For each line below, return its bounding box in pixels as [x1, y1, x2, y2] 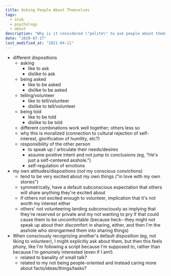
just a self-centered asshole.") [27, 157, 92, 163]
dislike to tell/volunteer [27, 103, 76, 109]
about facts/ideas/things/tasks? [20, 265, 87, 271]
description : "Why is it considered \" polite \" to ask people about [5, 31, 154, 36]
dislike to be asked [27, 87, 67, 93]
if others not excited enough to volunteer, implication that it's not [20, 195, 156, 201]
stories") [20, 178, 39, 185]
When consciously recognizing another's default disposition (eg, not [12, 232, 156, 239]
